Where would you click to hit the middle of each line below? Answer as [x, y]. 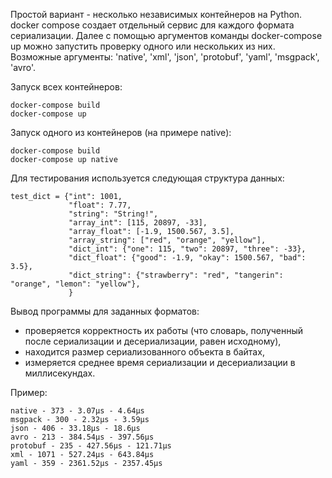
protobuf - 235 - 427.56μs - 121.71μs [91, 446]
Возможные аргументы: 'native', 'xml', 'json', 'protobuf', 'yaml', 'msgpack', [165, 57]
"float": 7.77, [100, 205]
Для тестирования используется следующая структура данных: [147, 178]
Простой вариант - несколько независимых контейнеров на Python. [156, 14]
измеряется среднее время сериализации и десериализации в [160, 362]
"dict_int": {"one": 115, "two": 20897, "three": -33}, [187, 249]
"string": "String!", [113, 214]
